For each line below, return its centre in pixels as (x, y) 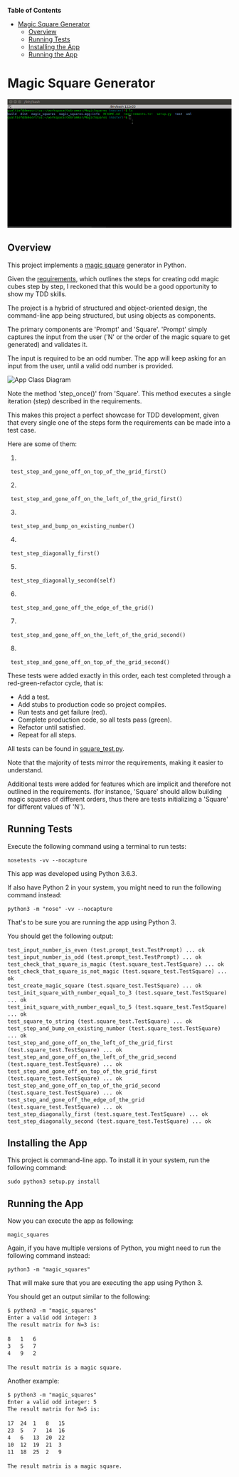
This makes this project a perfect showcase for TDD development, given (113, 415)
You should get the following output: (60, 936)
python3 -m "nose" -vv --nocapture (60, 909)
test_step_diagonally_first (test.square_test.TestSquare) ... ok (108, 1114)
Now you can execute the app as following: (70, 1221)
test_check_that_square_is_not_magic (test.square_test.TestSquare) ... (117, 971)
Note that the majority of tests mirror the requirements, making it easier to (116, 762)
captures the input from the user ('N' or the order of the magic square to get (119, 337)
